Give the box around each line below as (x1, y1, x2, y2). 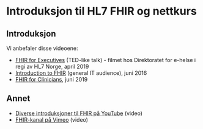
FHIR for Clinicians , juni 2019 (15, 76, 88, 83)
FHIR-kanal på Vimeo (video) (15, 116, 89, 123)
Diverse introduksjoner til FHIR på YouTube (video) (15, 110, 142, 117)
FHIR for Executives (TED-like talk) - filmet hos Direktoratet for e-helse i (15, 57, 196, 63)
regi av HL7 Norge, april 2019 (15, 63, 89, 70)
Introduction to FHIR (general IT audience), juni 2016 (15, 69, 147, 77)
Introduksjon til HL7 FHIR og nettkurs (6, 4, 197, 18)
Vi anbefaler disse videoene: (6, 44, 78, 52)
